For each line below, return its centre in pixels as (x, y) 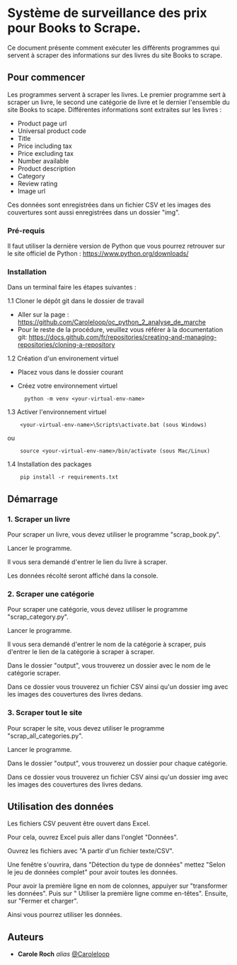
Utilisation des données (60, 807)
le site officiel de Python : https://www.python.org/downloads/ (98, 253)
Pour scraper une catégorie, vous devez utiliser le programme (98, 610)
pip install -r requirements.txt (69, 477)
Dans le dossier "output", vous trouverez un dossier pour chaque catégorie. (117, 763)
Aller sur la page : (43, 315)
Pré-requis (26, 230)
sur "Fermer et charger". (43, 901)
